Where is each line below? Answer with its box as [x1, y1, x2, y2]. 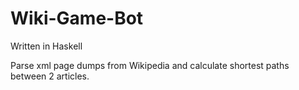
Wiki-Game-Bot [10, 7, 144, 30]
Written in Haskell [10, 40, 83, 52]
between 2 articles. [10, 70, 90, 82]
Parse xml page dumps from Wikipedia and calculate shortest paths [10, 59, 290, 71]
